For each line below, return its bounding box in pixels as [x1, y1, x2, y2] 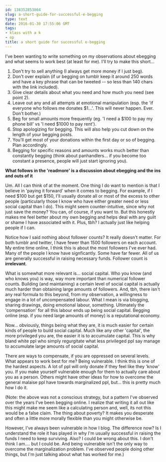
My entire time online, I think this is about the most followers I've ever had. [5, 244, 157, 251]
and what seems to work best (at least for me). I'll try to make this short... [5, 58, 155, 65]
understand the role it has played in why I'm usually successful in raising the [5, 430, 161, 436]
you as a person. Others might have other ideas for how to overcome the [5, 374, 154, 380]
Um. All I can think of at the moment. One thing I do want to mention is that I [5, 182, 160, 188]
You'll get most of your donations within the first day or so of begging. [12, 137, 156, 143]
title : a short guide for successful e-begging [5, 40, 106, 45]
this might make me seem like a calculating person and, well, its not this [5, 404, 151, 410]
